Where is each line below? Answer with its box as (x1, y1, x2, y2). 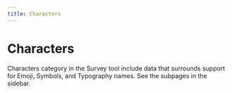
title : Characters (7, 10, 61, 18)
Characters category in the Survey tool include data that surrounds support (7, 64, 226, 73)
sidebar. (7, 79, 31, 87)
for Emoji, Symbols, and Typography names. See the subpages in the (7, 71, 207, 80)
